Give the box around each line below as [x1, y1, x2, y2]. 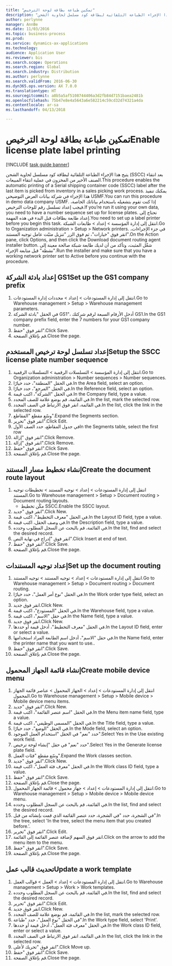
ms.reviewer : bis [6, 55, 43, 60]
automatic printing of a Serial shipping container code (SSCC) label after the [6, 182, 166, 188]
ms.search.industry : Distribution [6, 70, 80, 75]
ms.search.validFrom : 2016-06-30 [6, 79, 77, 84]
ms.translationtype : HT [6, 88, 57, 94]
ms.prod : [6, 36, 24, 41]
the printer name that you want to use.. [13, 640, 95, 647]
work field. [13, 737, 36, 742]
